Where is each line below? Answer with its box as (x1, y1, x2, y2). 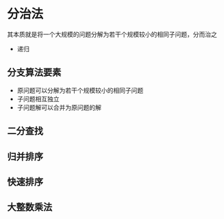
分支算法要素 (7, 66, 62, 79)
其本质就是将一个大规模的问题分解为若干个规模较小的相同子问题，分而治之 (7, 30, 217, 38)
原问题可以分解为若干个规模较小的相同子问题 (16, 86, 144, 94)
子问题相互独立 (16, 94, 60, 103)
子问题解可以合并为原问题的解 (16, 103, 101, 112)
